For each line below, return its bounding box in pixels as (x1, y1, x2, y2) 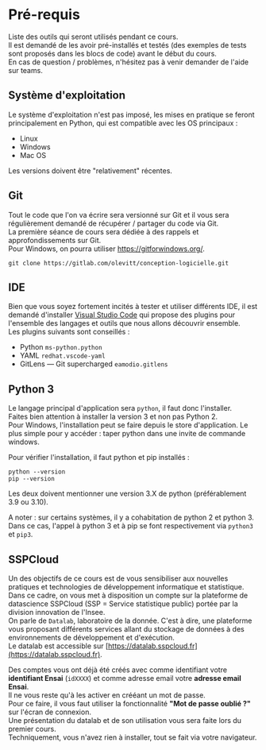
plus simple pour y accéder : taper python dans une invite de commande (8, 429, 246, 439)
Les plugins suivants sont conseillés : (8, 327, 130, 337)
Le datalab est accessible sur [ (8, 641, 109, 651)
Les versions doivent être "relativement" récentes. (8, 165, 173, 176)
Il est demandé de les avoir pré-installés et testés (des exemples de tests (8, 40, 247, 49)
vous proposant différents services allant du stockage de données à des (8, 624, 245, 633)
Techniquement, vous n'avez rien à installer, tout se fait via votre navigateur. (8, 733, 257, 742)
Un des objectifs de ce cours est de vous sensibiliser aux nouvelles (8, 574, 229, 583)
